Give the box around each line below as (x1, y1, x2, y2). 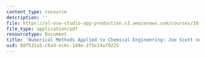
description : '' (6, 14, 48, 21)
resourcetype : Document (6, 31, 67, 37)
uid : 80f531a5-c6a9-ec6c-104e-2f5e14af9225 (6, 43, 120, 49)
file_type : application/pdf (6, 25, 78, 32)
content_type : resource (6, 8, 67, 15)
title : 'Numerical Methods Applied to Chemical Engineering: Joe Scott (6, 37, 193, 43)
